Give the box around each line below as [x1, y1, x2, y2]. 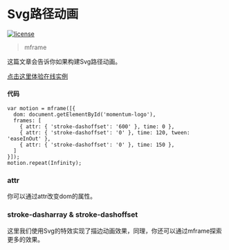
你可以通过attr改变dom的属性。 [7, 192, 97, 201]
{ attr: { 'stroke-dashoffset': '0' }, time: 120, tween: [19, 130, 190, 136]
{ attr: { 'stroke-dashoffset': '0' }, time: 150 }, [19, 141, 175, 149]
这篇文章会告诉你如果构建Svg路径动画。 [7, 57, 122, 66]
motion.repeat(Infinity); [7, 160, 82, 167]
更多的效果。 [7, 235, 44, 243]
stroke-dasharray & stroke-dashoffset [7, 210, 138, 220]
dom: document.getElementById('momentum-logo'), [13, 111, 156, 118]
